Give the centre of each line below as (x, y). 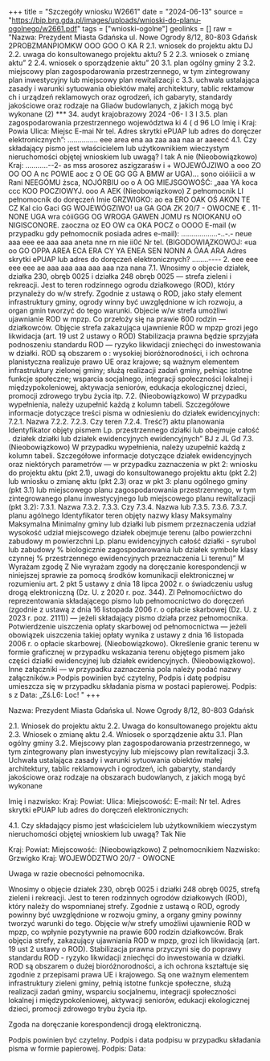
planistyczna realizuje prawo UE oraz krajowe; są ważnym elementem (124, 362)
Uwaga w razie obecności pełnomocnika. (77, 874)
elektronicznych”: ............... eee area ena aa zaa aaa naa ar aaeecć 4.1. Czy (133, 139)
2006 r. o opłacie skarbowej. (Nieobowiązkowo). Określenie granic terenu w (134, 643)
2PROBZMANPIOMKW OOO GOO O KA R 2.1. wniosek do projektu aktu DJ (131, 46)
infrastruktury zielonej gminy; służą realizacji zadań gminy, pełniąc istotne (131, 370)
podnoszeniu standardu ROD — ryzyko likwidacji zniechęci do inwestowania (135, 344)
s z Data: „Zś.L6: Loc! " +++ (54, 695)
